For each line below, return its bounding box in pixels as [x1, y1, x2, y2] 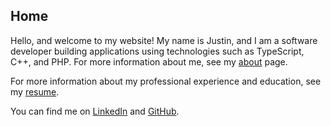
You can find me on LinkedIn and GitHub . [10, 105, 180, 117]
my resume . [10, 85, 60, 98]
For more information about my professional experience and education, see [10, 75, 322, 87]
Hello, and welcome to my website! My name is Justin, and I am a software [10, 34, 318, 46]
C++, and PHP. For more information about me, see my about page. [10, 55, 288, 68]
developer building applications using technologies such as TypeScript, [10, 45, 305, 57]
